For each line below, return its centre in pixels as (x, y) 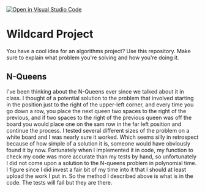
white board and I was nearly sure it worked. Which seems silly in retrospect (102, 137)
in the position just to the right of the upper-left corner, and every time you (100, 105)
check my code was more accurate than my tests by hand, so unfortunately (102, 157)
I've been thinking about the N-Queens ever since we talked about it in (95, 91)
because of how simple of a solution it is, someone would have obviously (99, 143)
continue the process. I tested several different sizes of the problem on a (98, 130)
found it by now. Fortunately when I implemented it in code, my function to (100, 150)
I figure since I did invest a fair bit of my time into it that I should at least (96, 169)
